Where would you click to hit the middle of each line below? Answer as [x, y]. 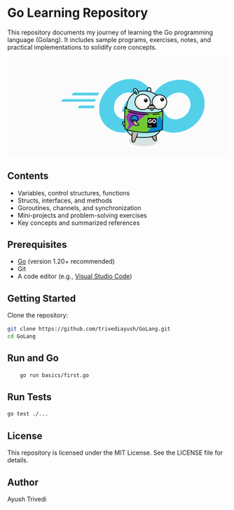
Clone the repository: [38, 315]
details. [18, 460]
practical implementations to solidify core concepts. [82, 47]
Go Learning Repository [78, 13]
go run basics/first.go [55, 375]
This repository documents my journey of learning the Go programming [110, 32]
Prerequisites [37, 244]
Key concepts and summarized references [78, 223]
